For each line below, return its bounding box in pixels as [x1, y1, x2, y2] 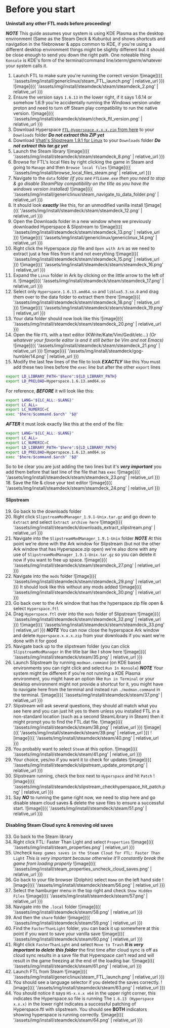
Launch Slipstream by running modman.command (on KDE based [13, 659, 141, 665]
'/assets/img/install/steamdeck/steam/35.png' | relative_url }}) [13, 654, 143, 660]
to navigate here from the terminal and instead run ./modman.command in [13, 686, 161, 692]
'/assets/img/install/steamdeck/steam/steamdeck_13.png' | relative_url [13, 229, 160, 235]
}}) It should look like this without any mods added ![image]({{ [13, 583, 142, 590]
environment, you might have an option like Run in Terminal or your [13, 675, 155, 681]
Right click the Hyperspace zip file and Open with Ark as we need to [13, 245, 155, 251]
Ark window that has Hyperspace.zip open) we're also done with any [13, 546, 157, 552]
